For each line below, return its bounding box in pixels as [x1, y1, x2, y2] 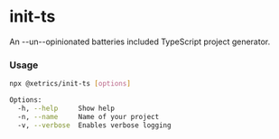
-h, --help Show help [17, 104, 116, 113]
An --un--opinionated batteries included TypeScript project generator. [9, 36, 271, 47]
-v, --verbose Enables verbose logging [17, 120, 172, 130]
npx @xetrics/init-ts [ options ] [9, 79, 131, 88]
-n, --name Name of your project [17, 112, 160, 121]
